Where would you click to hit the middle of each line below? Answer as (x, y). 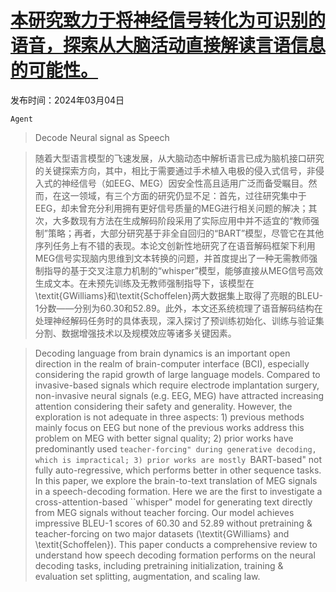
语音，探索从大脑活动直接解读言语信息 (168, 45)
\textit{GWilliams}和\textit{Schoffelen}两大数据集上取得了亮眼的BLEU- (178, 295)
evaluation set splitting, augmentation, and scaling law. (147, 576)
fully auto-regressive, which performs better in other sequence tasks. (178, 470)
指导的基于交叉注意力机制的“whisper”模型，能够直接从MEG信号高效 (183, 270)
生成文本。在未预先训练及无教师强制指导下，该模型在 (144, 283)
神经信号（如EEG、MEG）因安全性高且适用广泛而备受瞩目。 (185, 183)
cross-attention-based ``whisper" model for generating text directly (173, 502)
